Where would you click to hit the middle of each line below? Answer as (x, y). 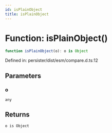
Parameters (23, 76)
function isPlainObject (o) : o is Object (47, 51)
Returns (18, 115)
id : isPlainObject (24, 9)
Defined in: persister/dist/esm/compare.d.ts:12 (52, 60)
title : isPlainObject (27, 14)
